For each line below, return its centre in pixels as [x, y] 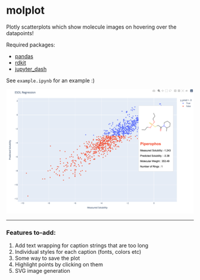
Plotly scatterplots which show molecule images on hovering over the [91, 27]
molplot [25, 10]
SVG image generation [42, 270]
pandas [24, 56]
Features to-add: [31, 232]
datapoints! [20, 33]
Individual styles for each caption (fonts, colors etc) [78, 251]
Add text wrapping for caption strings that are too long [82, 245]
